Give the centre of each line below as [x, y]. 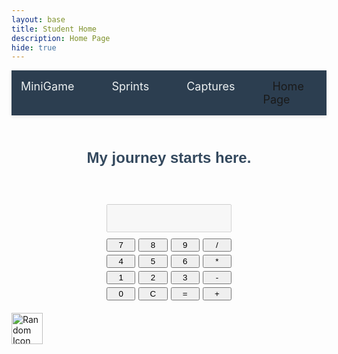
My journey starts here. [169, 157]
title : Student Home [54, 29]
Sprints [130, 86]
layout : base [38, 19]
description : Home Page [61, 38]
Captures [211, 86]
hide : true [34, 47]
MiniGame [47, 86]
